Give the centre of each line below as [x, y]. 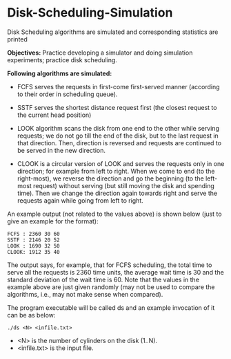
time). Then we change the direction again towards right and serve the [117, 193]
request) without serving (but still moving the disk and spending [124, 185]
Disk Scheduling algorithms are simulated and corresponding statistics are [113, 32]
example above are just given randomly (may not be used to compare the [111, 287]
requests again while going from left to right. [80, 200]
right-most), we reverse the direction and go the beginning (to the [111, 178]
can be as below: [31, 315]
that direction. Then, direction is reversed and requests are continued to [119, 142]
